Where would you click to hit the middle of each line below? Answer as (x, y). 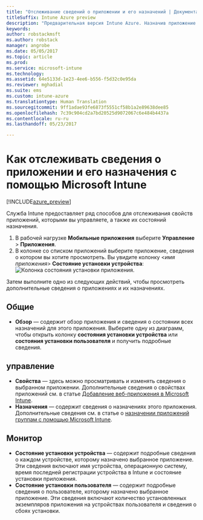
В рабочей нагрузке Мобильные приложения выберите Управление (105, 238)
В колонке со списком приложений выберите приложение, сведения (105, 251)
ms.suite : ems (24, 91)
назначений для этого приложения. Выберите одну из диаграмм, (99, 328)
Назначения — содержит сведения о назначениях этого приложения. (106, 406)
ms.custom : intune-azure (37, 96)
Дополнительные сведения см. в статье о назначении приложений (102, 413)
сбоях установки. (37, 510)
